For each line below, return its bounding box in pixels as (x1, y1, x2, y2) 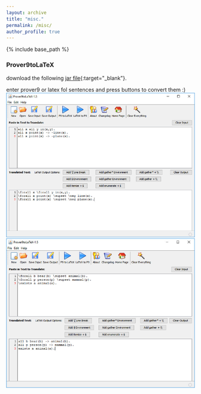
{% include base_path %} (6, 46, 69, 53)
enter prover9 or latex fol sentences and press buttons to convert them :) (6, 86, 186, 93)
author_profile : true (6, 29, 60, 35)
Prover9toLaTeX (6, 60, 54, 69)
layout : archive (6, 10, 47, 16)
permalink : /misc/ (6, 22, 52, 28)
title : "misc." (6, 16, 44, 22)
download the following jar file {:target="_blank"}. (6, 74, 127, 81)
